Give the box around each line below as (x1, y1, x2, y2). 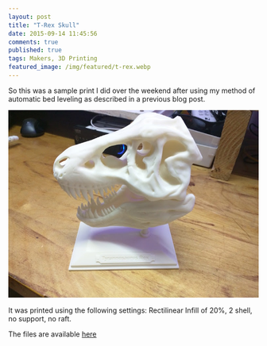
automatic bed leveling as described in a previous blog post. (8, 94, 206, 103)
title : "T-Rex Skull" (8, 21, 80, 29)
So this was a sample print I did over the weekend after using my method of (8, 86, 256, 95)
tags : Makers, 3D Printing (8, 55, 98, 63)
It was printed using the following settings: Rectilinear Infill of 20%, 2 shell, (8, 306, 253, 315)
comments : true (8, 38, 59, 46)
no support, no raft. (8, 313, 72, 323)
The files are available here (8, 329, 97, 339)
